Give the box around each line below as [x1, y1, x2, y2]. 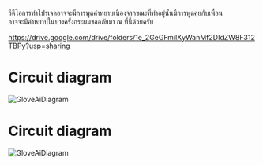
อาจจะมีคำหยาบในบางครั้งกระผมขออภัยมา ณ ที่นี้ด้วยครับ [8, 17, 154, 26]
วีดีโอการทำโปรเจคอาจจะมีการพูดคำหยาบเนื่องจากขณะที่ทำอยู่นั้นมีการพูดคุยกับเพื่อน [8, 9, 224, 17]
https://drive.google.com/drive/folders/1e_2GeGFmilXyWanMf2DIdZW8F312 [8, 33, 255, 42]
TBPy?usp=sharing [8, 41, 70, 50]
